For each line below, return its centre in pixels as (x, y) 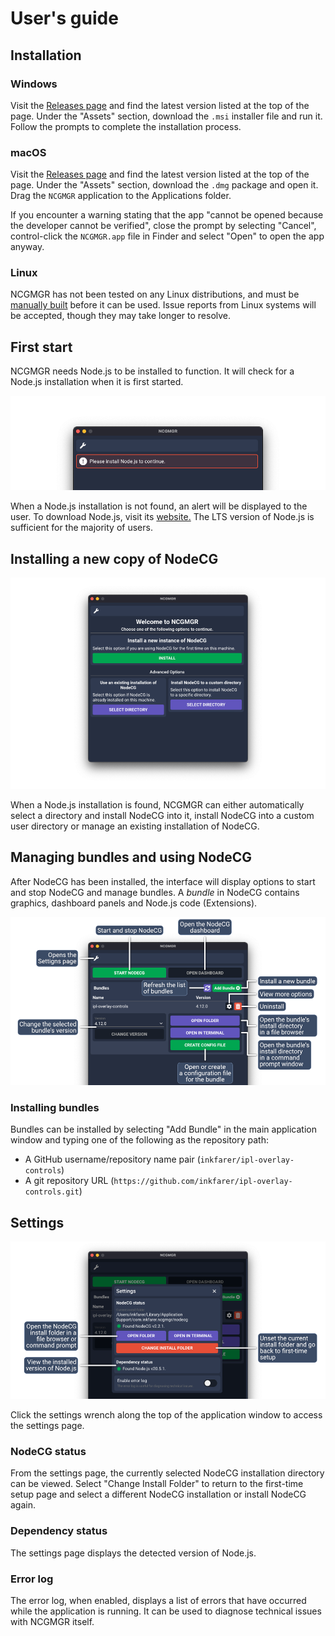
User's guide (64, 18)
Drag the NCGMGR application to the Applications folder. (121, 196)
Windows (34, 84)
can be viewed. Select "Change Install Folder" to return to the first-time (157, 1484)
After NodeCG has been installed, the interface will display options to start (163, 881)
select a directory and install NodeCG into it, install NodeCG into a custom (162, 815)
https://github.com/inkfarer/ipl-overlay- (203, 1182)
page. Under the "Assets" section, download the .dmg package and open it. (164, 185)
